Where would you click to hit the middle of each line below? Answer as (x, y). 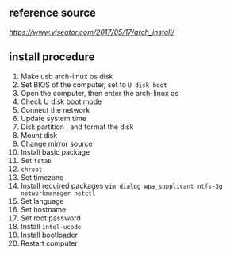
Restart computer (49, 243)
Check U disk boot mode (61, 101)
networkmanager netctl (58, 193)
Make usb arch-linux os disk (67, 76)
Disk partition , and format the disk (77, 127)
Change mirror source (57, 143)
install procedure (52, 57)
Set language (42, 201)
